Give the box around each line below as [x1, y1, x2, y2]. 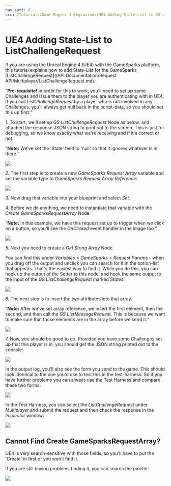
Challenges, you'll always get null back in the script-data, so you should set [5, 104, 164, 110]
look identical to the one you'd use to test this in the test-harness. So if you [5, 371, 163, 378]
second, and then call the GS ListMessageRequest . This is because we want [5, 311, 165, 317]
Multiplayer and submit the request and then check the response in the [5, 407, 154, 413]
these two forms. [5, 382, 41, 388]
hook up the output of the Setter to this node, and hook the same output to [5, 271, 162, 277]
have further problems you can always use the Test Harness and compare [5, 377, 161, 383]
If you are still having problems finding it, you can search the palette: [5, 466, 149, 472]
